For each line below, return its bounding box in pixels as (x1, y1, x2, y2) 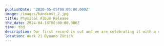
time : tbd (5, 25, 25, 30)
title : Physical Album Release (5, 16, 69, 21)
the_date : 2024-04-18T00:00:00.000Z (5, 20, 80, 25)
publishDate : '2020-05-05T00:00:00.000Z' (5, 7, 91, 12)
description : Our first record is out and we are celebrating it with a (5, 29, 156, 34)
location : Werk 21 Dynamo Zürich (5, 34, 73, 39)
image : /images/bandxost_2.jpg (5, 11, 69, 16)
